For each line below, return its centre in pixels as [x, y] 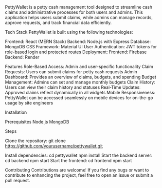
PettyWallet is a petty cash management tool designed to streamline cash [79, 7]
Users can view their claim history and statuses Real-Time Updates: [73, 87]
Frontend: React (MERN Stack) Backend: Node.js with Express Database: [78, 42]
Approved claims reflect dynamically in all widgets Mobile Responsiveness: [80, 93]
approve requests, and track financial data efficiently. [58, 22]
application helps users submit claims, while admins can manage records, [79, 17]
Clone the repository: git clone [36, 141]
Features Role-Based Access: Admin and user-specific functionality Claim [79, 66]
